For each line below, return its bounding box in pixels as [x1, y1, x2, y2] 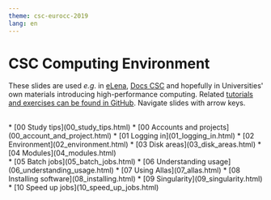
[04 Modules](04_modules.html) [8, 148, 116, 158]
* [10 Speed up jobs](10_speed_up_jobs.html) [8, 183, 159, 193]
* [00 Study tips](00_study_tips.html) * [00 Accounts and [8, 122, 198, 132]
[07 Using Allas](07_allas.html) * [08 [121, 165, 241, 175]
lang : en [8, 19, 38, 28]
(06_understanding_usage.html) [8, 165, 115, 175]
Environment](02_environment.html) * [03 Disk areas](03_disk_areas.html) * [8, 139, 261, 150]
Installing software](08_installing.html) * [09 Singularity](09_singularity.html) [8, 174, 263, 184]
